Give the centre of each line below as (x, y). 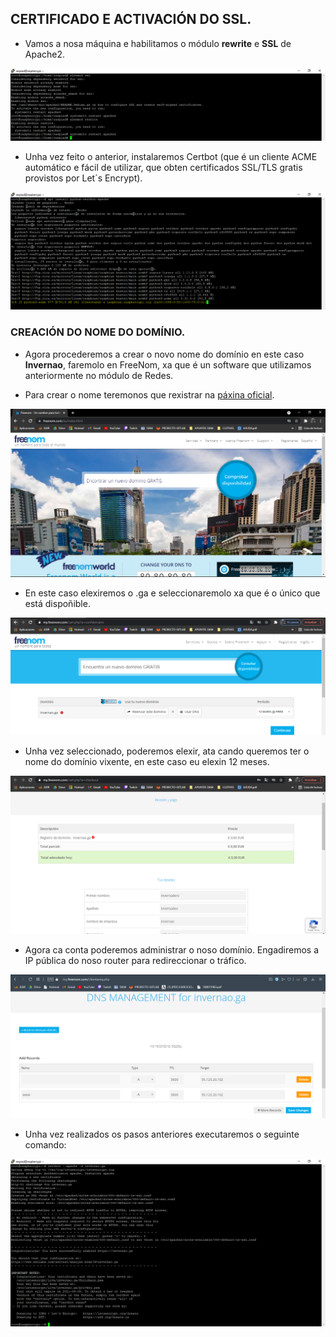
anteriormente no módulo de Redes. (99, 375)
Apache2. (45, 54)
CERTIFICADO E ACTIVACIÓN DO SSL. (131, 19)
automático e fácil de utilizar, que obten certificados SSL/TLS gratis (163, 167)
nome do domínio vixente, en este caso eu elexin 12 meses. (147, 762)
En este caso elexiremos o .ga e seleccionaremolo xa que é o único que (172, 593)
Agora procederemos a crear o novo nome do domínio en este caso (164, 354)
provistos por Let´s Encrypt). (83, 178)
